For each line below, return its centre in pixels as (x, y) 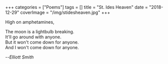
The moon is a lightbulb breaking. (40, 32)
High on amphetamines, (30, 22)
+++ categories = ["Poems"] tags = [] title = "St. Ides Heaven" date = (77, 7)
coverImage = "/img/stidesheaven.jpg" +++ (65, 12)
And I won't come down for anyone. (42, 47)
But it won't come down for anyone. (42, 42)
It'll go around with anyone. (33, 37)
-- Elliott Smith (20, 57)
